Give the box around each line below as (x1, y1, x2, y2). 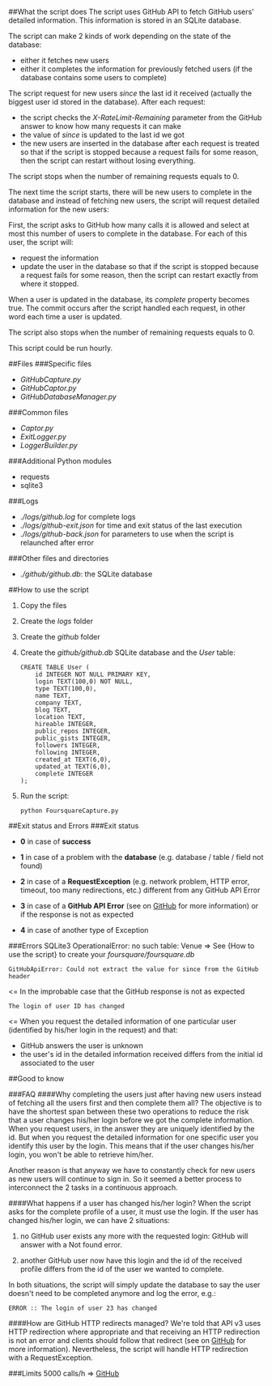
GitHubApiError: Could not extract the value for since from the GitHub (8, 965, 259, 973)
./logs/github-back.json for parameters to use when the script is (19, 529, 235, 538)
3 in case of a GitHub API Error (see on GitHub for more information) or (19, 901, 259, 910)
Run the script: (19, 791, 70, 801)
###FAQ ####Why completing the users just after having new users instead (8, 1089, 261, 1099)
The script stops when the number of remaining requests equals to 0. (8, 172, 240, 181)
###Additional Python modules (8, 456, 112, 465)
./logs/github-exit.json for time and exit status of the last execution (19, 520, 243, 530)
